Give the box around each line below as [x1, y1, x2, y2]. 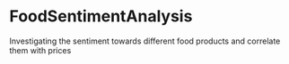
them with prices [9, 44, 72, 55]
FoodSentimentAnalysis [9, 6, 193, 27]
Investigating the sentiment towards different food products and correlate [9, 36, 281, 46]
